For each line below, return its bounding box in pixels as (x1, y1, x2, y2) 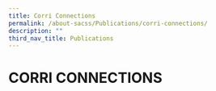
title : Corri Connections (8, 11, 95, 20)
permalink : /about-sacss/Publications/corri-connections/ (8, 19, 208, 27)
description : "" (8, 27, 63, 35)
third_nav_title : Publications (8, 34, 114, 43)
